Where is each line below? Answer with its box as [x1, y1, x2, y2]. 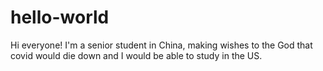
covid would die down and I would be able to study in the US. [10, 49, 263, 61]
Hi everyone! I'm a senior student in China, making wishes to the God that [10, 39, 313, 51]
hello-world [10, 6, 110, 29]
